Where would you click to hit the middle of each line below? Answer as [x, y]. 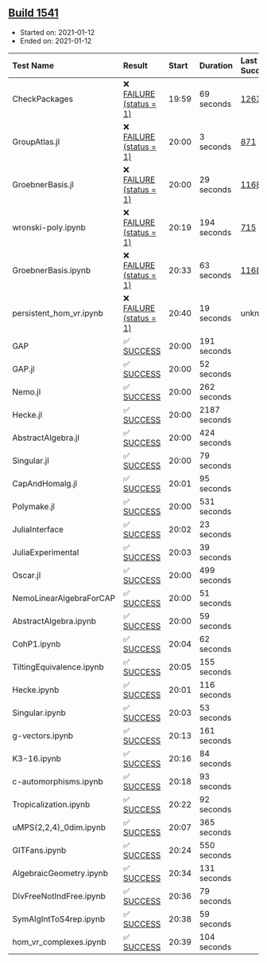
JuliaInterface [38, 529]
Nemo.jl [27, 391]
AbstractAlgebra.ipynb [54, 621]
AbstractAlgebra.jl [46, 438]
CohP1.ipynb [37, 643]
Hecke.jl [27, 415]
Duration [216, 65]
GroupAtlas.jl [36, 141]
